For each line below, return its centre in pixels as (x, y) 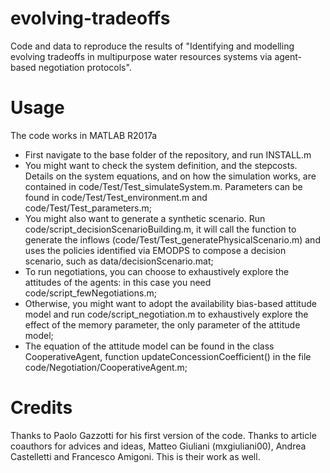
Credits (41, 408)
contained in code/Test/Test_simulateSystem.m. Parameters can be (163, 186)
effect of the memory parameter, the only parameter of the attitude (162, 324)
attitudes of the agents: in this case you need (118, 282)
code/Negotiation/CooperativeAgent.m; (106, 367)
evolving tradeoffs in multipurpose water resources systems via (141, 56)
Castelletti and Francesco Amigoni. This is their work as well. (135, 456)
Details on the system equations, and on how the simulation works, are (170, 176)
